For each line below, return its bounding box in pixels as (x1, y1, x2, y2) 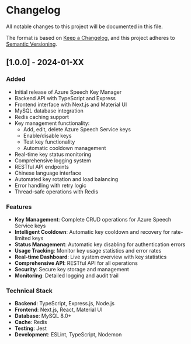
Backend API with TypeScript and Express (14, 94, 116, 101)
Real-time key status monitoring (14, 151, 92, 158)
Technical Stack (6, 287, 53, 295)
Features (6, 203, 32, 211)
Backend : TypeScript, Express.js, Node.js (14, 300, 115, 307)
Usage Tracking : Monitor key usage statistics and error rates (14, 247, 162, 254)
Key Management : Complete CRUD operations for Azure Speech (14, 216, 172, 223)
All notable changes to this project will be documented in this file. (6, 23, 164, 30)
